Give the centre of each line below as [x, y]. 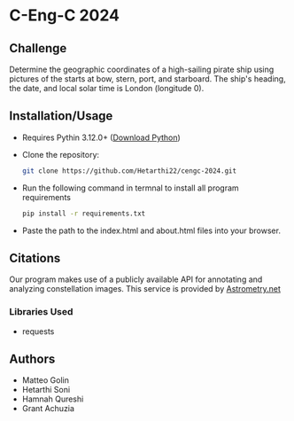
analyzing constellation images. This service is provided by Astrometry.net [145, 289]
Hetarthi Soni [46, 390]
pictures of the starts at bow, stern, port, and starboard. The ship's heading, [147, 79]
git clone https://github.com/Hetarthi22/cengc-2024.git [129, 171]
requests [38, 331]
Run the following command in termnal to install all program [130, 188]
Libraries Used [41, 312]
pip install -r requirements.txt [84, 214]
